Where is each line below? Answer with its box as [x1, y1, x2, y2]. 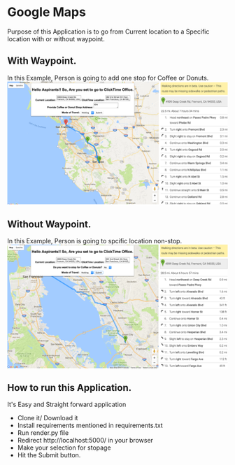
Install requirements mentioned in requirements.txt [17, 421, 163, 430]
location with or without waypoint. [7, 34, 105, 43]
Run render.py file [17, 429, 69, 437]
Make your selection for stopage [17, 443, 111, 452]
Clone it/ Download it [17, 414, 78, 422]
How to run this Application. [7, 382, 131, 394]
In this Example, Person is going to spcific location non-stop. [7, 237, 183, 245]
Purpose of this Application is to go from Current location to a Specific [7, 27, 210, 36]
